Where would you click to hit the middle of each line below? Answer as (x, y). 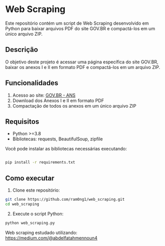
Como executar (30, 178)
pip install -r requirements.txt (40, 162)
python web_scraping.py (30, 223)
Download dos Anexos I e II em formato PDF (58, 100)
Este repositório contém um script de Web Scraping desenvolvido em (77, 23)
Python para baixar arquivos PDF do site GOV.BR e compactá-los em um (80, 28)
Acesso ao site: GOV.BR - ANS (44, 95)
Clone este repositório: (36, 190)
